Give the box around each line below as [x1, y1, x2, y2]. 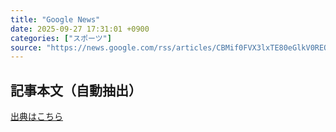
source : [10, 42, 43, 53]
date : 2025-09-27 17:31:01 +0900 [10, 24, 150, 34]
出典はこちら [10, 111, 63, 123]
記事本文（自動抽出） [10, 82, 142, 99]
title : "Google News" [10, 14, 101, 25]
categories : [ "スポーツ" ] [10, 33, 112, 43]
